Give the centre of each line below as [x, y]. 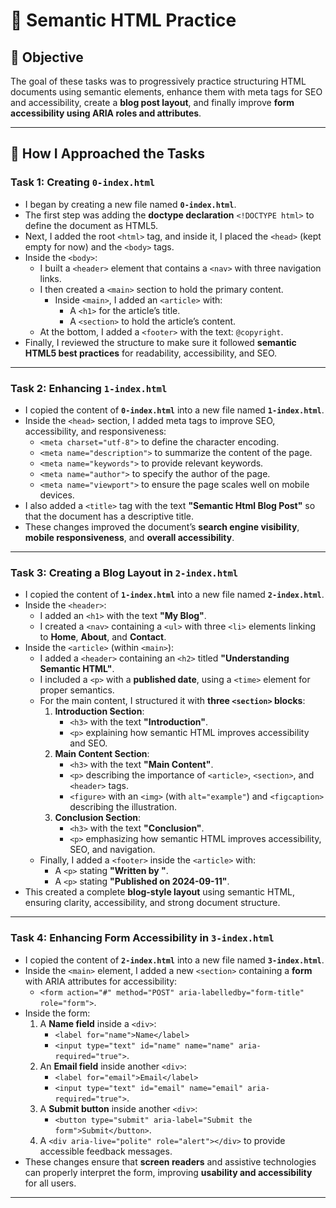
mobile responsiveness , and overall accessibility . [129, 537]
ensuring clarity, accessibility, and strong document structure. [152, 903]
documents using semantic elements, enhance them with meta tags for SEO [166, 92]
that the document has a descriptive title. [109, 516]
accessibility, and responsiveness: [95, 431]
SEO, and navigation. [112, 850]
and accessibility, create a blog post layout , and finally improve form [152, 102]
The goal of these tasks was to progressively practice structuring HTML [158, 81]
